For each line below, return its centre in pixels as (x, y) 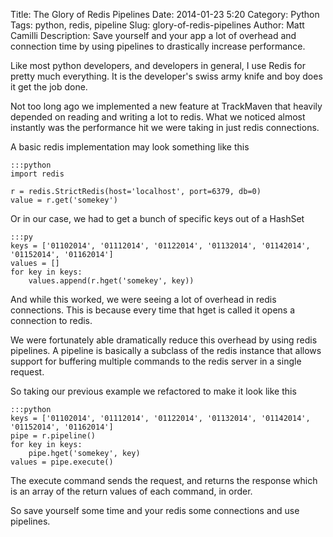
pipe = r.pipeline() (53, 436)
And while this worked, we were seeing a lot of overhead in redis (143, 299)
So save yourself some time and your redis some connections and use (155, 510)
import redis (37, 174)
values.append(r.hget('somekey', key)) (111, 281)
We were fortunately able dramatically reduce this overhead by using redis (164, 340)
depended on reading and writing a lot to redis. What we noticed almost (158, 117)
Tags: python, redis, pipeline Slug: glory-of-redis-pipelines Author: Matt (157, 25)
